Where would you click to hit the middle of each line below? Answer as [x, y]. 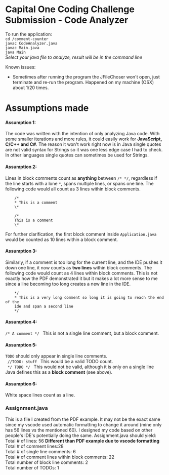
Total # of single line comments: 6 [40, 451]
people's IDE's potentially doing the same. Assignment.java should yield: [81, 435]
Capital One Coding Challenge [70, 9]
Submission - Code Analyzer [67, 20]
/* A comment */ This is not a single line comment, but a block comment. [82, 333]
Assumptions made [47, 108]
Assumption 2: [21, 167]
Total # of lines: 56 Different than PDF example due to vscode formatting [82, 441]
